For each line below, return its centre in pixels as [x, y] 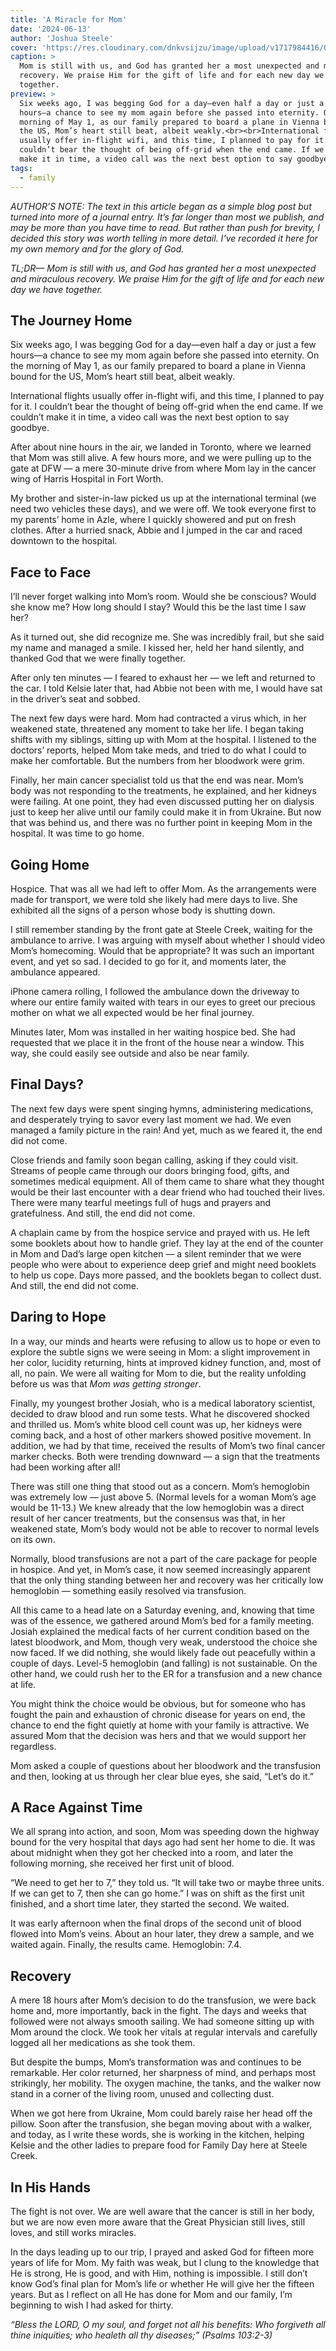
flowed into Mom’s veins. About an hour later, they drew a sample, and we [162, 1934]
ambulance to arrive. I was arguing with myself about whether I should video [168, 940]
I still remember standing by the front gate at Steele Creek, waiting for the [161, 929]
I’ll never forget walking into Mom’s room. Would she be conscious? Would [163, 597]
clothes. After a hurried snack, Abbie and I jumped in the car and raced [156, 530]
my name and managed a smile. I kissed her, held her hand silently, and [157, 648]
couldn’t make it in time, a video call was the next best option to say [150, 417]
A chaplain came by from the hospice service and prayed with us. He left [160, 1232]
